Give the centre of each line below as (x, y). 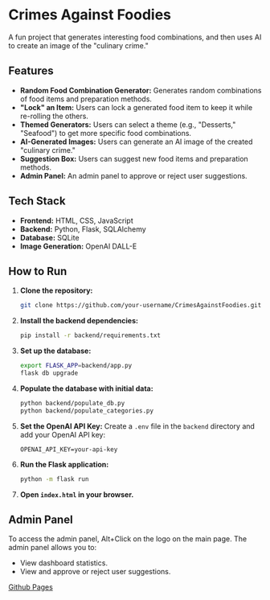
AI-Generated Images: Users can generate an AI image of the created (136, 142)
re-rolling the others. (54, 116)
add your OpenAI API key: (63, 434)
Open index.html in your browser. (77, 494)
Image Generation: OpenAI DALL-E (78, 246)
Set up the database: (55, 351)
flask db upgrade (49, 373)
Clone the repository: (56, 290)
